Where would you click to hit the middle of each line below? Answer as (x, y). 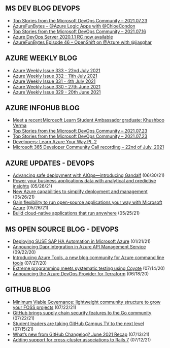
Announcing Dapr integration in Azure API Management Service (79, 247)
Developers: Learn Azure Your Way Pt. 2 (55, 142)
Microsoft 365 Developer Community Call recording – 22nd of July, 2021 (88, 147)
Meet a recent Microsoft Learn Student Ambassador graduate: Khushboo (89, 120)
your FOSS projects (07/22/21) (44, 307)
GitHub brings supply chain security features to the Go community (82, 312)
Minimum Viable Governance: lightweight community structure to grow (87, 302)
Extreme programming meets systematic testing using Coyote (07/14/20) (89, 268)
